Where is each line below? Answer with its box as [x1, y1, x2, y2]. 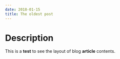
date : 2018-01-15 [5, 7, 40, 12]
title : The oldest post [5, 12, 54, 16]
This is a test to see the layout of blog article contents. [5, 48, 116, 54]
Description [5, 32, 54, 44]
